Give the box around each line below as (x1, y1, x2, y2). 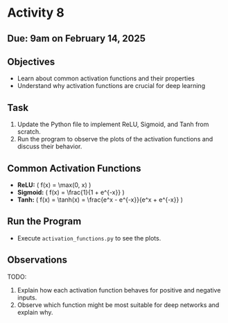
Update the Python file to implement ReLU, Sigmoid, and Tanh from (17, 120, 209, 129)
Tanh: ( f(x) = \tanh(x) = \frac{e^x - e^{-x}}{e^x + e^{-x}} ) (17, 195, 184, 204)
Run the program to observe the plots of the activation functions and (17, 135, 213, 143)
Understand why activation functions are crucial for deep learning (17, 82, 206, 90)
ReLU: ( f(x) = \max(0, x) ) (17, 181, 91, 189)
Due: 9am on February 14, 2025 (7, 33, 146, 44)
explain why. (17, 308, 53, 316)
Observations (7, 254, 68, 266)
